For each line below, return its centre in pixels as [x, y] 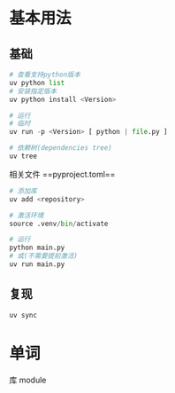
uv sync [23, 315]
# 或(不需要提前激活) [43, 256]
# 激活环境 [27, 215]
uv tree [23, 156]
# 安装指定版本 [33, 91]
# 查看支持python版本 [45, 75]
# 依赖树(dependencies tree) [61, 148]
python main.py [37, 248]
